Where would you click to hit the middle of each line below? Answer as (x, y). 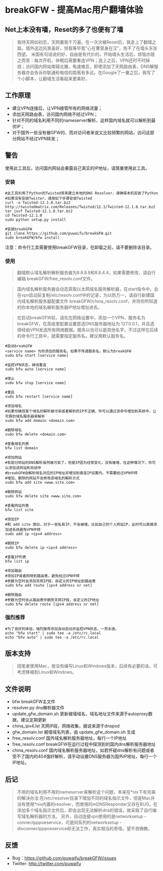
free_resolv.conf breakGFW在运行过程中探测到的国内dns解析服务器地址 (84, 744)
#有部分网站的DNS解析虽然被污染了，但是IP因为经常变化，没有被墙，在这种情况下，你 (79, 463)
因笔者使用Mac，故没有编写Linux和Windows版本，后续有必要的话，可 (87, 666)
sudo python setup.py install (36, 220)
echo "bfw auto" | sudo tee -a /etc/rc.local (52, 637)
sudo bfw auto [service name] (36, 369)
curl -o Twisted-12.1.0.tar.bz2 (38, 203)
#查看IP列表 (16, 557)
